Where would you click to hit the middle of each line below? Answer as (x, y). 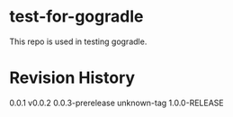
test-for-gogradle (76, 17)
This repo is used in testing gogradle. (78, 41)
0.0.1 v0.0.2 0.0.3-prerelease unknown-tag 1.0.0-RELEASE (116, 103)
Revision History (72, 78)
